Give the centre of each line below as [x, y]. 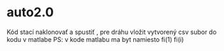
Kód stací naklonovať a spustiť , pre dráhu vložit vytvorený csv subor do [112, 32]
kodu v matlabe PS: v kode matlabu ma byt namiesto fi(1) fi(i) [95, 39]
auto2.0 [30, 12]
